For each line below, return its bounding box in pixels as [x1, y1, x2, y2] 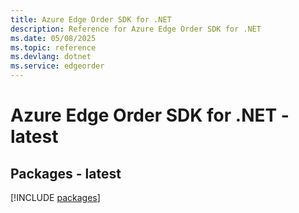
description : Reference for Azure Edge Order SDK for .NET [10, 24, 262, 34]
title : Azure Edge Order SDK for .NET [10, 14, 172, 25]
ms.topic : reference [10, 42, 97, 53]
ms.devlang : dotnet [10, 52, 92, 62]
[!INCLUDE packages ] [10, 192, 101, 203]
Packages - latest [10, 165, 122, 182]
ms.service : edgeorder [10, 61, 105, 71]
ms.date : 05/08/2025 [10, 33, 97, 43]
